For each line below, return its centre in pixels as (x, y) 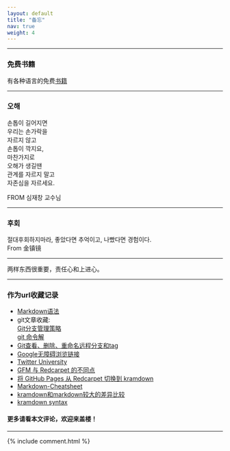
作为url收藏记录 (33, 295)
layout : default (30, 13)
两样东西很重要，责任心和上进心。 (55, 269)
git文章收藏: (34, 320)
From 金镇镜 (24, 248)
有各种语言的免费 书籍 (37, 80)
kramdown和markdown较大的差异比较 (71, 395)
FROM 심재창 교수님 (34, 197)
